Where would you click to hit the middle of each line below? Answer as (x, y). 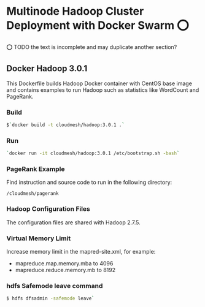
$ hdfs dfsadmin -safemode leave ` (51, 298)
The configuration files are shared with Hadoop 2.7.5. (74, 222)
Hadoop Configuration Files (48, 209)
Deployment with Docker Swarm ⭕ (98, 25)
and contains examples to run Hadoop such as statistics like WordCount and (103, 89)
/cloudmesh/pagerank (33, 194)
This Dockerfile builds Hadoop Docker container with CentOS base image (99, 83)
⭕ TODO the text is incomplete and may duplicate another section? (92, 47)
